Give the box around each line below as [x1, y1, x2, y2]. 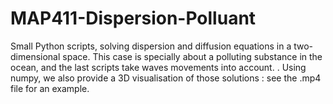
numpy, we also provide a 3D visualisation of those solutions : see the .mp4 [10, 72, 322, 84]
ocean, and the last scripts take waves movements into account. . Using [10, 61, 307, 73]
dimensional [10, 50, 61, 62]
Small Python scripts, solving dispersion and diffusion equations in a [10, 40, 292, 52]
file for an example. [10, 82, 90, 94]
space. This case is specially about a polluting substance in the [62, 50, 323, 62]
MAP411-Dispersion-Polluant [10, 7, 257, 30]
